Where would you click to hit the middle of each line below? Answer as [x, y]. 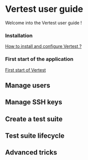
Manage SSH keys [34, 102]
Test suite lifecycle [35, 136]
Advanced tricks [31, 152]
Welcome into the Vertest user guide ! [44, 23]
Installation [19, 36]
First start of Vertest [25, 70]
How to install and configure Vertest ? [44, 46]
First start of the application [39, 59]
